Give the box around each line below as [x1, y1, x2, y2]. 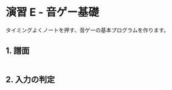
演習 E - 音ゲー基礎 [5, 5, 99, 19]
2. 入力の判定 [5, 74, 55, 85]
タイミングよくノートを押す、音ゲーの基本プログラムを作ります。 [5, 26, 170, 34]
